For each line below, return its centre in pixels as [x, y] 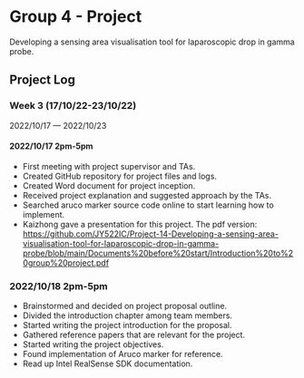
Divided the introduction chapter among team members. [127, 315]
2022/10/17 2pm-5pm [51, 146]
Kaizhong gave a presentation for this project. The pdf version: [140, 224]
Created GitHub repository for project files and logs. [120, 176]
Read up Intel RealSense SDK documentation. [108, 363]
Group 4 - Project [76, 17]
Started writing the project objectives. [93, 344]
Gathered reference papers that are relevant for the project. [134, 335]
